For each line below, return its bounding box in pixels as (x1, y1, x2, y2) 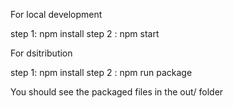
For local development (10, 9, 103, 20)
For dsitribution (10, 47, 73, 59)
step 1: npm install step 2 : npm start (10, 28, 160, 39)
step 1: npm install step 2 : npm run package (10, 67, 193, 78)
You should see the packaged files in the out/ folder (10, 86, 224, 98)
